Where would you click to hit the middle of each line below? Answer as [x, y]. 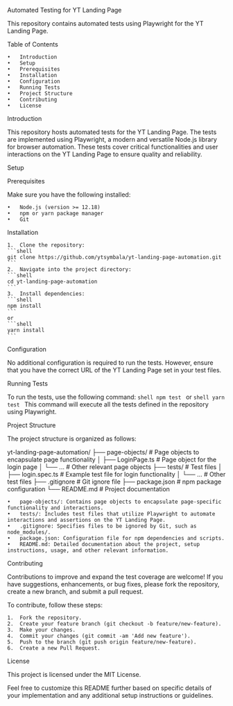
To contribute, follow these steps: [55, 605]
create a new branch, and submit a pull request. [75, 591]
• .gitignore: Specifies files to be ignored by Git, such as [102, 526]
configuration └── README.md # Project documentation [88, 489]
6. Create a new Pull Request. [54, 648]
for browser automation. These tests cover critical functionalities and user [113, 147]
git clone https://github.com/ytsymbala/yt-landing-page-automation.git [114, 257]
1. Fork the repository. [44, 618]
